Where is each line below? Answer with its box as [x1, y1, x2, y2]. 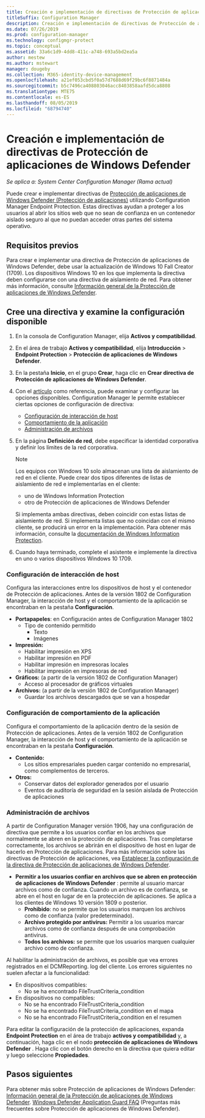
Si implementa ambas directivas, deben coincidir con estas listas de [15, 511, 186, 518]
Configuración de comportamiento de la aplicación [6, 709, 160, 717]
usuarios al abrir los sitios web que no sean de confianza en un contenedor [6, 209, 196, 217]
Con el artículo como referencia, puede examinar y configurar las [15, 388, 179, 395]
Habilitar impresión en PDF [24, 654, 92, 662]
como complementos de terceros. [24, 767, 110, 774]
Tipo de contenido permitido [24, 622, 96, 629]
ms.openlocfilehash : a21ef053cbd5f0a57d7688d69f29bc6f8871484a [6, 77, 171, 83]
